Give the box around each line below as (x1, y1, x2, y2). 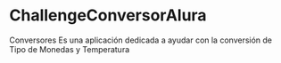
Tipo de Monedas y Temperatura (9, 43, 130, 54)
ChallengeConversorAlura (9, 5, 207, 26)
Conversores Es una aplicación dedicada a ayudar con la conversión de (9, 35, 273, 45)
